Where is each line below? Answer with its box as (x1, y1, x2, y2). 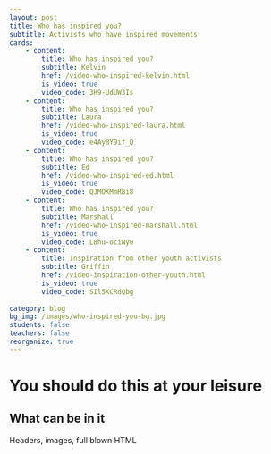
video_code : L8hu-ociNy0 (41, 238, 134, 247)
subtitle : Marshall (41, 212, 114, 222)
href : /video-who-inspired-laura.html (41, 122, 186, 130)
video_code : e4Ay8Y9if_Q (41, 138, 134, 147)
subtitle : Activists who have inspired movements (9, 29, 199, 38)
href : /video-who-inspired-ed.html (41, 171, 174, 180)
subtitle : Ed (41, 163, 90, 172)
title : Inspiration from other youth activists (41, 254, 222, 264)
